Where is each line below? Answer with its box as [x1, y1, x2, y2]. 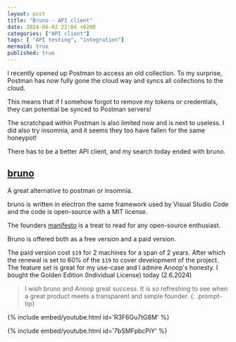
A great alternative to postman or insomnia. [7, 186, 133, 194]
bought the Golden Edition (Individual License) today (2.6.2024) [7, 270, 192, 279]
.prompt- [196, 291, 223, 300]
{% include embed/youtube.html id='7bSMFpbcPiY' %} [7, 327, 168, 335]
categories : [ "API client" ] [7, 30, 90, 37]
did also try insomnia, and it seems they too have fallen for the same [7, 126, 206, 134]
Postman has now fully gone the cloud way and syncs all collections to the [7, 76, 223, 84]
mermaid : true [7, 43, 49, 50]
